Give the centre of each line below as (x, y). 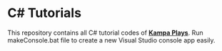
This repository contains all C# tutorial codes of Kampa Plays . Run (105, 33)
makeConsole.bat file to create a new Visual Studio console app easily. (111, 40)
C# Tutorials (45, 13)
